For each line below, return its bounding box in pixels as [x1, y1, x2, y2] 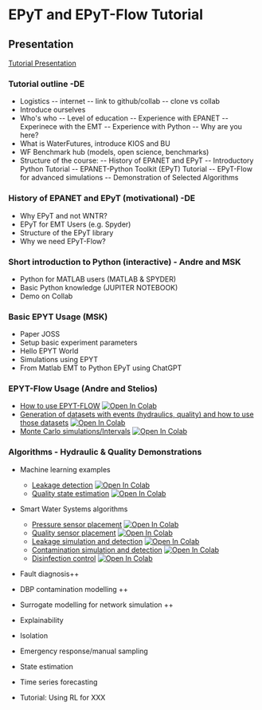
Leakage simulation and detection [31, 536, 143, 546]
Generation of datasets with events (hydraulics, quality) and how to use [19, 409, 254, 420]
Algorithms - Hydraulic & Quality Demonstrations [8, 447, 202, 458]
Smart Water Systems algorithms [19, 504, 128, 514]
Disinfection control [31, 553, 96, 563]
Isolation [19, 630, 49, 640]
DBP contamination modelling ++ [19, 584, 129, 594]
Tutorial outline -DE [8, 78, 85, 89]
